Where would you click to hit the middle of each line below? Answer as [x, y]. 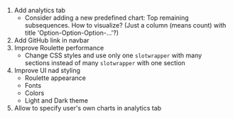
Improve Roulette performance [59, 48]
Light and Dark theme [56, 101]
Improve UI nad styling [47, 70]
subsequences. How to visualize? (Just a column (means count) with [125, 25]
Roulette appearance [55, 78]
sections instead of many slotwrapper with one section [105, 63]
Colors [34, 93]
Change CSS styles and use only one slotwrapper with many [113, 55]
